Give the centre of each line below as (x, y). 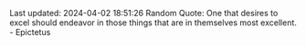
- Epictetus (30, 32)
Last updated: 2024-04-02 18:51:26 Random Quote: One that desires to (144, 13)
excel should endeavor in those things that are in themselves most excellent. (153, 23)
